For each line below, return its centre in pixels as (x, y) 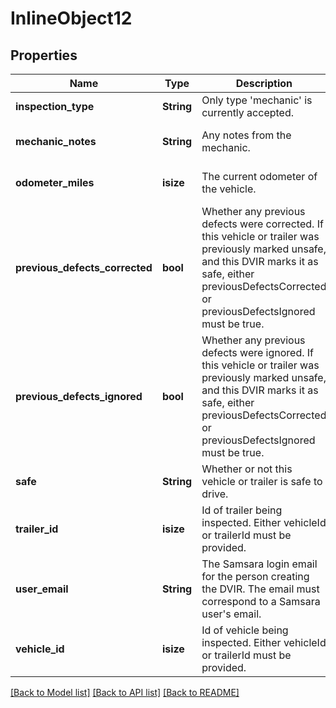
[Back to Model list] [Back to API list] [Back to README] (125, 692)
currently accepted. (247, 112)
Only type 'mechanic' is (257, 100)
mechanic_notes (56, 141)
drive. (215, 494)
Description (264, 83)
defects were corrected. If (262, 224)
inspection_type (55, 106)
